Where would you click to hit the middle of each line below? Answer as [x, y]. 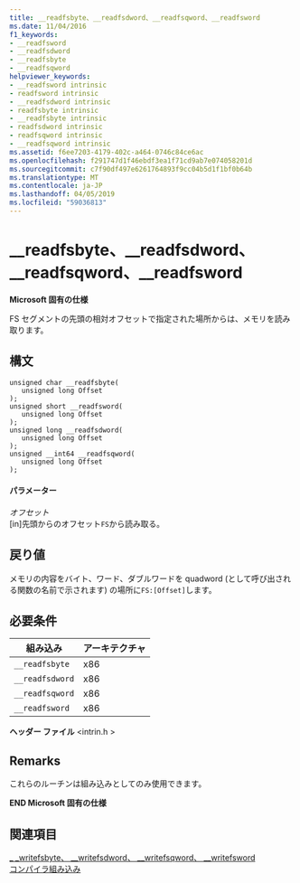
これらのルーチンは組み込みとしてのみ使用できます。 [108, 784]
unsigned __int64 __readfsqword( [72, 454]
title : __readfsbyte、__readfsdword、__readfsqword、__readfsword [135, 18]
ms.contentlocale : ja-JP [56, 186]
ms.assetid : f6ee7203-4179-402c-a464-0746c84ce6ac [107, 152]
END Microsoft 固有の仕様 [58, 803]
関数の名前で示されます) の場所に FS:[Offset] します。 [117, 589]
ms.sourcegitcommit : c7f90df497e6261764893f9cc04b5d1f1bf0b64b [131, 169]
